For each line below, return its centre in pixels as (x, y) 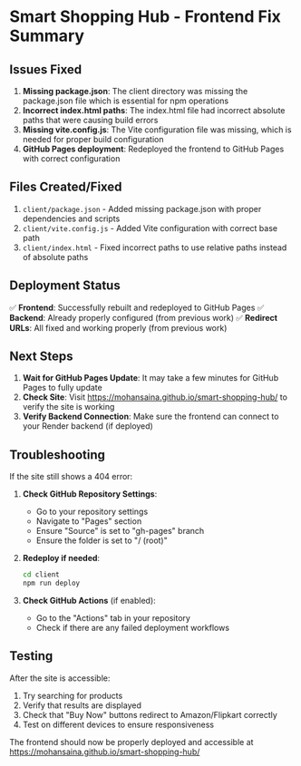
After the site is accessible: (60, 678)
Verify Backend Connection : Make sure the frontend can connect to (150, 417)
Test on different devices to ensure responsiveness (118, 724)
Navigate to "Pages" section (89, 521)
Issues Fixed (46, 69)
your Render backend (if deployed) (88, 426)
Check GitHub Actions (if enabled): (89, 601)
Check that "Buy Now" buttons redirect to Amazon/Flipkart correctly (150, 714)
